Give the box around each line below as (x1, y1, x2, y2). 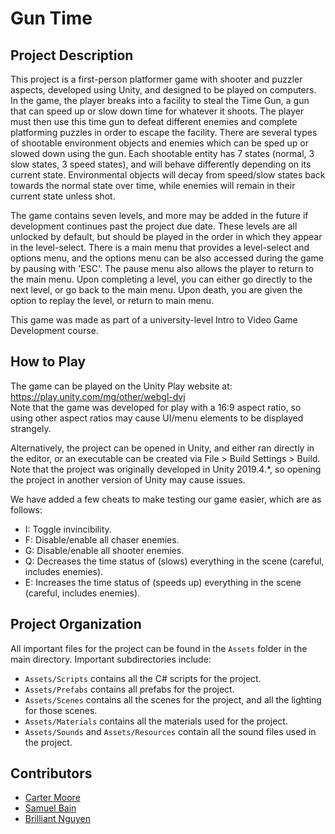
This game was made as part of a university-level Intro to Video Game (10, 314, 298, 326)
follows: (10, 503, 43, 516)
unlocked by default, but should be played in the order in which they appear (10, 231, 323, 242)
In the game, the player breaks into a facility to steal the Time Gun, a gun (10, 95, 310, 106)
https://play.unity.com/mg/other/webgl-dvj (10, 390, 186, 402)
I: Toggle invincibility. (24, 523, 112, 535)
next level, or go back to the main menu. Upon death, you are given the (10, 284, 303, 296)
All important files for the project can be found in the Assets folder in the (10, 642, 308, 654)
